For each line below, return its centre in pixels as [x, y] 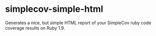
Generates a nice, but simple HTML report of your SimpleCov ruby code [78, 23]
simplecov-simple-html [54, 9]
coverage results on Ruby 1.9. [35, 28]
